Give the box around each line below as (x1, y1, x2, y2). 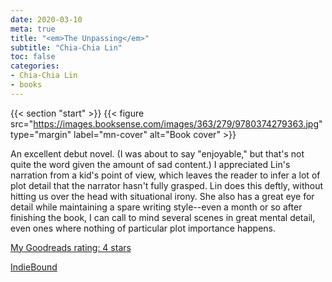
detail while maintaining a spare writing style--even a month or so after (10, 201, 303, 213)
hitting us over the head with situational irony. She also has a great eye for (10, 190, 315, 202)
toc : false (10, 52, 56, 62)
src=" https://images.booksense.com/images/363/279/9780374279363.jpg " (10, 117, 323, 130)
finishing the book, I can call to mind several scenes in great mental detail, (10, 211, 316, 223)
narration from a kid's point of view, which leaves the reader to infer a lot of (10, 169, 321, 181)
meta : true (10, 24, 56, 34)
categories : (10, 61, 60, 71)
